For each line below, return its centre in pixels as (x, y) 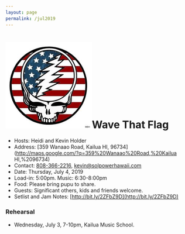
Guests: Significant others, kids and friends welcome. (78, 191)
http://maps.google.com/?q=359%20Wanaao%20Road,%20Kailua (96, 153)
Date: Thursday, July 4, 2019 (48, 172)
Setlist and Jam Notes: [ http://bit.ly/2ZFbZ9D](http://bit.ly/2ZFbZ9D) (96, 197)
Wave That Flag (131, 124)
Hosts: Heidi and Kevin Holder (50, 141)
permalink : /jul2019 (31, 18)
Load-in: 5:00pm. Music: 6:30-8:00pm (61, 178)
